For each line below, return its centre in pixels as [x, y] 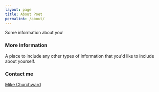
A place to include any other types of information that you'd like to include [80, 56]
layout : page [18, 10]
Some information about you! [34, 33]
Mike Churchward [23, 84]
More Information [26, 46]
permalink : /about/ [25, 19]
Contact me [19, 74]
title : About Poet [24, 14]
